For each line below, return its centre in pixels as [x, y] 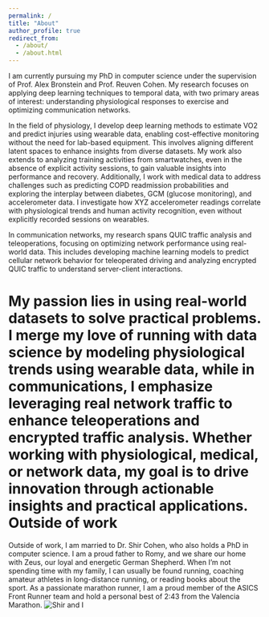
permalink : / [30, 16]
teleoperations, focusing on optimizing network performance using [119, 243]
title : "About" [34, 23]
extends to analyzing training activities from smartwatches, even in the [125, 160]
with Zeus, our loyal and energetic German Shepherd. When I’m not [120, 562]
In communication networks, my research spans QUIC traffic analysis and [130, 235]
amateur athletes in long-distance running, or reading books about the [124, 579]
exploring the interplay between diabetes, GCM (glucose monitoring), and [130, 194]
